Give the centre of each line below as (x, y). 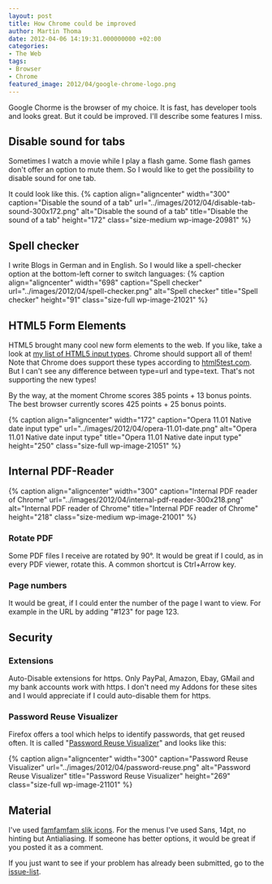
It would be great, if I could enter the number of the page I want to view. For (135, 603)
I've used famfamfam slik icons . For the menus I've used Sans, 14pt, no (127, 830)
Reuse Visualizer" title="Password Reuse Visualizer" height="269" (120, 776)
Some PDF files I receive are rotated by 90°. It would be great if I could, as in (136, 556)
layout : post (30, 16)
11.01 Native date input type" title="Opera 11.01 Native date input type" (125, 437)
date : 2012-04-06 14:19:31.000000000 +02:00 (85, 39)
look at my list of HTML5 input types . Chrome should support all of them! (130, 353)
